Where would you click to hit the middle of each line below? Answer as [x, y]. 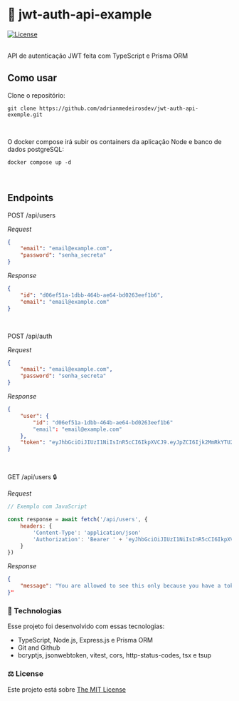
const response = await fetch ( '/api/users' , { [78, 520]
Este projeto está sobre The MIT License [67, 689]
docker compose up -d [39, 162]
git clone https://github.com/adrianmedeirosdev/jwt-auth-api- [103, 108]
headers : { [36, 526]
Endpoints [31, 198]
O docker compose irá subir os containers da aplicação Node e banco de [115, 141]
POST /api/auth [30, 336]
